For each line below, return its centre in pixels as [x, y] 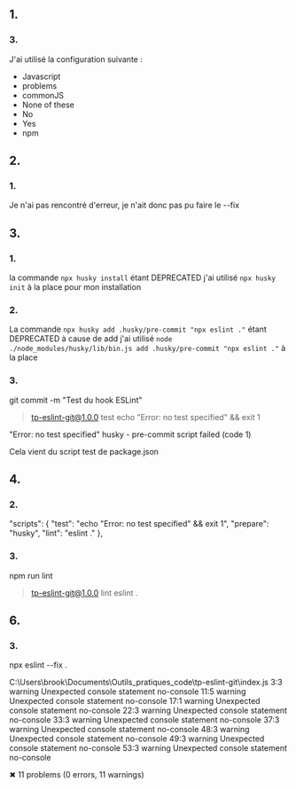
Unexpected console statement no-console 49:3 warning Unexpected [137, 738]
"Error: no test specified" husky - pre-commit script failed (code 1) [130, 434]
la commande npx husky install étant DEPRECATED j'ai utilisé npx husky [143, 277]
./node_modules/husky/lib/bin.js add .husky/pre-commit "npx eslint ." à [148, 348]
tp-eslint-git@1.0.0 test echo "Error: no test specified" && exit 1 [145, 417]
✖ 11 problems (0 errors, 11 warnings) [77, 775]
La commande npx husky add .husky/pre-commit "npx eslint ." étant [138, 329]
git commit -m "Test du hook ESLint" [76, 400]
